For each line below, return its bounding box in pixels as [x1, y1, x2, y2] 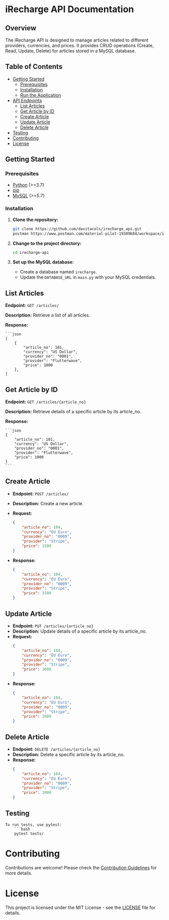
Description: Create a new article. [12, 500, 84, 506]
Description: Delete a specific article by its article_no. [12, 751, 125, 757]
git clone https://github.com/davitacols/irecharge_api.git [12, 226, 142, 231]
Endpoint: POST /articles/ [12, 491, 69, 497]
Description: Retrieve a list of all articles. [5, 312, 90, 318]
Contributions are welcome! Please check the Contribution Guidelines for [5, 864, 157, 870]
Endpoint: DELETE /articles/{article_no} [12, 746, 101, 752]
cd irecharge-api [12, 250, 49, 255]
